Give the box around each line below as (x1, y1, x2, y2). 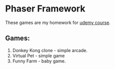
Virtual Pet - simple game (12, 52, 65, 58)
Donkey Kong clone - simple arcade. (12, 47, 87, 53)
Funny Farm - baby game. (12, 58, 66, 64)
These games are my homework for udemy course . (5, 19, 111, 25)
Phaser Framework (5, 3, 85, 14)
